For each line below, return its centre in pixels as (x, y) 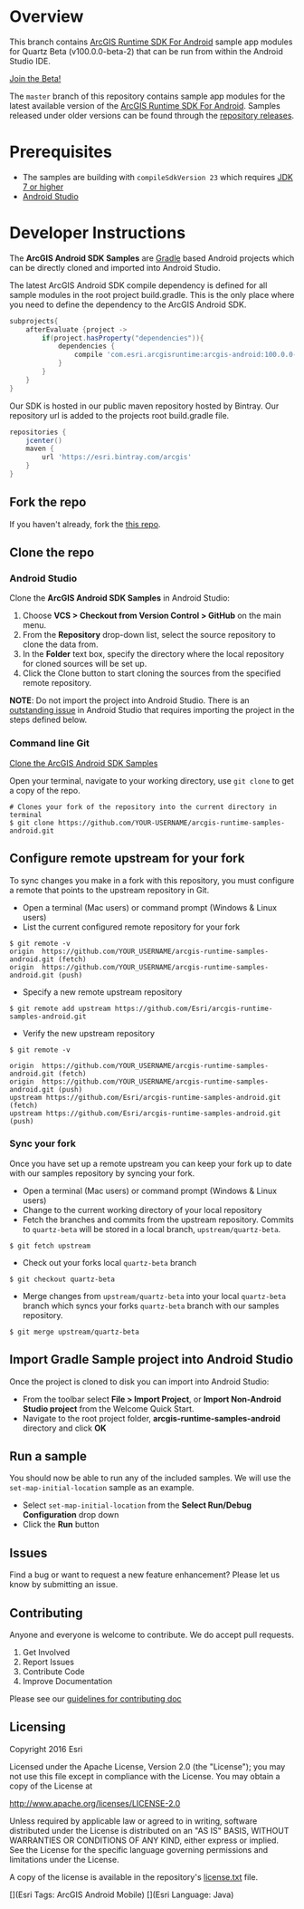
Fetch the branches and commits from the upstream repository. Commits (158, 1220)
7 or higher (43, 187)
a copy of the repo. (45, 790)
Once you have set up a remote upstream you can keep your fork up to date (151, 1163)
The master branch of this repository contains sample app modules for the (147, 96)
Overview (47, 17)
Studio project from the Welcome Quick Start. (108, 1408)
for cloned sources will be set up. (85, 664)
